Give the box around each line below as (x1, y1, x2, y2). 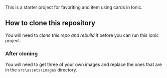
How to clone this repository (5, 19, 96, 27)
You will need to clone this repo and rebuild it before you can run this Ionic (5, 32, 159, 38)
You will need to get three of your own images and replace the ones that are (5, 61, 162, 67)
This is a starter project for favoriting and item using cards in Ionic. (5, 5, 143, 10)
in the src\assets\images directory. (5, 67, 77, 73)
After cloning (5, 50, 38, 57)
